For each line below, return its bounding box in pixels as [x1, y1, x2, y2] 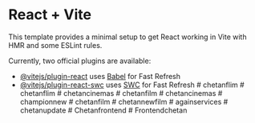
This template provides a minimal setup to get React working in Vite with [8, 32, 247, 42]
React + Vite [8, 6, 92, 24]
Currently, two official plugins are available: [8, 56, 152, 65]
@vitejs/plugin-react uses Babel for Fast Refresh [19, 71, 181, 81]
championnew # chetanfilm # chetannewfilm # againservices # [19, 97, 229, 106]
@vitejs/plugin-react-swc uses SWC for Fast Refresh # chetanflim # [19, 80, 245, 89]
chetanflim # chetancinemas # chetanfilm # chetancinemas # [19, 88, 223, 97]
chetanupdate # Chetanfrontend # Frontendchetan [19, 105, 188, 115]
